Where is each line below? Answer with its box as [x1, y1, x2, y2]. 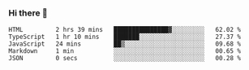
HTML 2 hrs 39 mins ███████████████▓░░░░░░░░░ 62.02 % [8, 26, 242, 34]
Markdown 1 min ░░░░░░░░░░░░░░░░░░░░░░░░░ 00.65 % [8, 47, 242, 55]
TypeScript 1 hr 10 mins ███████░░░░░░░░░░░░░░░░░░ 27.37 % [8, 33, 242, 42]
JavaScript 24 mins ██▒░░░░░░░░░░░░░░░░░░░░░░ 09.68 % [8, 40, 242, 48]
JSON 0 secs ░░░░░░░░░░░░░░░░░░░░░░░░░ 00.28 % [8, 55, 242, 63]
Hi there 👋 [8, 7, 49, 19]
